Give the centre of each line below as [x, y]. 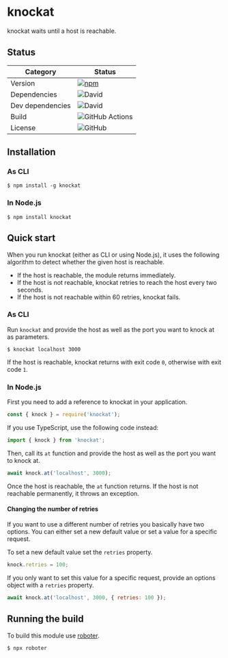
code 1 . [18, 369]
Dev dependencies [41, 105]
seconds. [30, 290]
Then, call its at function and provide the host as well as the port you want [112, 453]
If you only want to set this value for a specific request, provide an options [112, 578]
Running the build [45, 619]
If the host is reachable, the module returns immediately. [96, 275]
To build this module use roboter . [54, 635]
